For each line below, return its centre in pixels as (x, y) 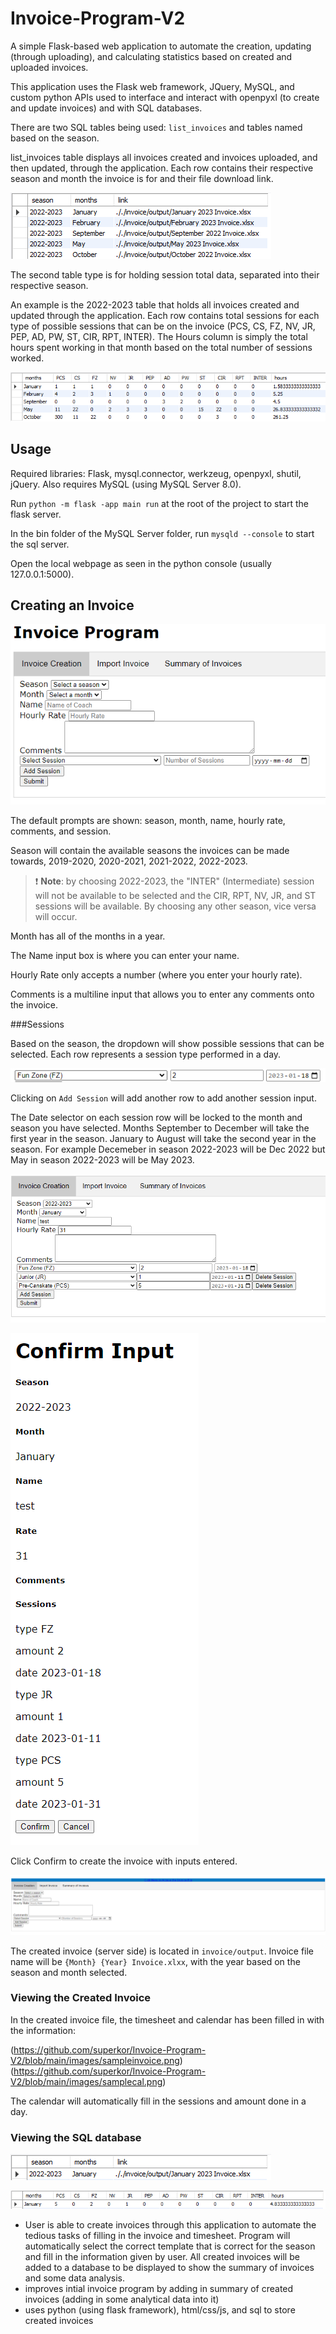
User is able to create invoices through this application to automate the (170, 2225)
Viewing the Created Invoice (81, 1998)
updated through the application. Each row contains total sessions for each (165, 315)
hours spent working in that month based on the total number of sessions (161, 347)
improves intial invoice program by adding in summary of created (159, 2289)
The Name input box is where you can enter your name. (125, 955)
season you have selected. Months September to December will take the (160, 1128)
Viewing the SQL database (76, 2137)
